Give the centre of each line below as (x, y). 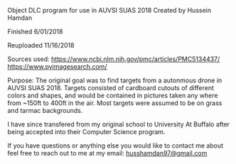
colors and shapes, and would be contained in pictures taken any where (113, 95)
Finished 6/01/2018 (35, 32)
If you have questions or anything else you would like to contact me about (116, 146)
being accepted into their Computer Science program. (86, 132)
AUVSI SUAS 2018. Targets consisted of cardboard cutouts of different (111, 88)
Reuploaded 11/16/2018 (41, 45)
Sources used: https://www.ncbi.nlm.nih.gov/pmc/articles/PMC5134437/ (114, 59)
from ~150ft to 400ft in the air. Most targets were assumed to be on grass (115, 103)
